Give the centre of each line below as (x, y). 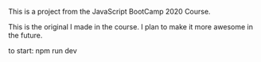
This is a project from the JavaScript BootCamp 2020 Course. (109, 12)
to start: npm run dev (43, 50)
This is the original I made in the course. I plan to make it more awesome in (130, 27)
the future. (25, 35)
